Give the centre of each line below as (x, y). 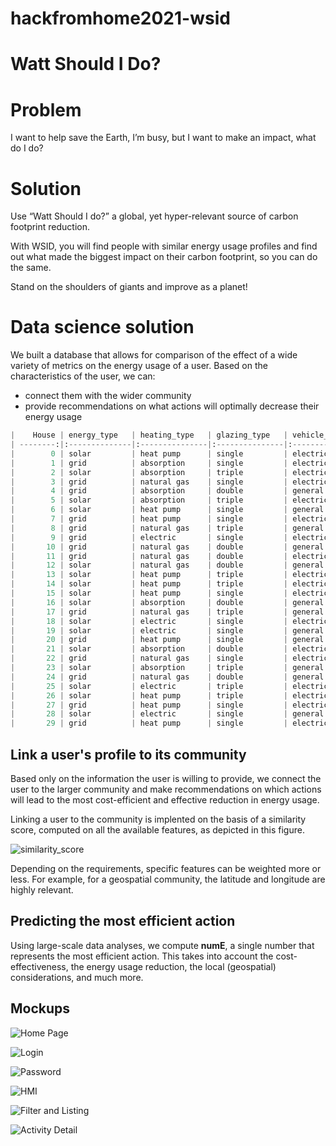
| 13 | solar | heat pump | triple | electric (169, 575)
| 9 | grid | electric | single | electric (169, 537)
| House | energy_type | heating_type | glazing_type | (149, 435)
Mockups (40, 1008)
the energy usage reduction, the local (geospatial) (173, 966)
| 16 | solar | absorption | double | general (167, 602)
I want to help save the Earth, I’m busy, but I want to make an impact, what (163, 138)
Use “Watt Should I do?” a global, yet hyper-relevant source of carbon (154, 216)
